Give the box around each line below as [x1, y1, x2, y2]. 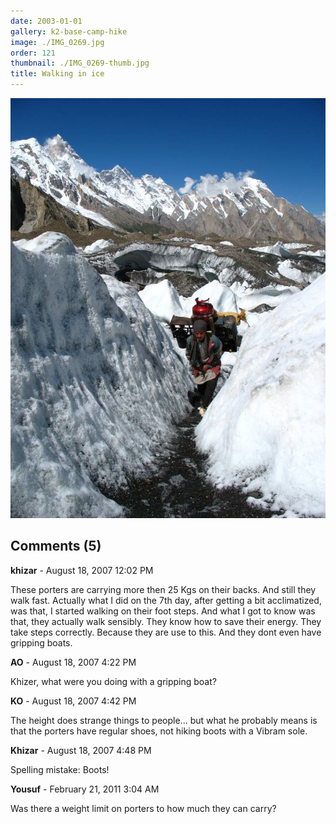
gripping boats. [10, 636, 73, 649]
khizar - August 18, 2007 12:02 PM [10, 564, 154, 576]
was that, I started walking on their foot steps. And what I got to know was [10, 605, 316, 617]
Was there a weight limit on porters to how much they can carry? [10, 802, 277, 814]
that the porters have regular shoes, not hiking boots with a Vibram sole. [10, 725, 308, 737]
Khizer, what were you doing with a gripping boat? [10, 675, 217, 687]
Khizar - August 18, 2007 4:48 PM [10, 744, 152, 756]
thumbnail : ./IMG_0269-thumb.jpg [10, 58, 150, 69]
